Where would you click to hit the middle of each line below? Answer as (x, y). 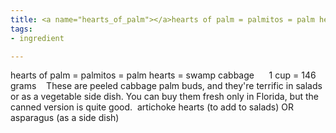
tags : (21, 29)
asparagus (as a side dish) (65, 118)
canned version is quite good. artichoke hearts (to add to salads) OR (152, 107)
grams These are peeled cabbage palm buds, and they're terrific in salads (166, 86)
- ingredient (37, 38)
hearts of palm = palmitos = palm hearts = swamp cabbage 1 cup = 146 (163, 75)
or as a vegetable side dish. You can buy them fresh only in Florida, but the (165, 97)
